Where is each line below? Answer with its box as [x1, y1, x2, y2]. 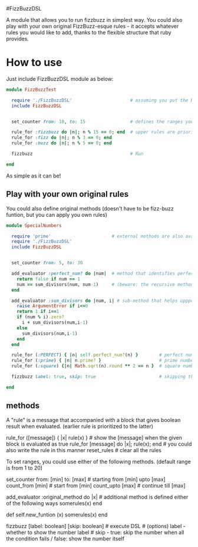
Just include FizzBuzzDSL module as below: [6, 75, 114, 82]
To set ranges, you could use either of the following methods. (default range [6, 458, 192, 465]
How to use [6, 56, 62, 70]
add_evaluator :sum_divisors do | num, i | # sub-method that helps [11, 298, 178, 304]
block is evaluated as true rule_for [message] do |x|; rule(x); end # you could [6, 440, 192, 447]
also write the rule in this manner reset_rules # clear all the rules [6, 446, 162, 453]
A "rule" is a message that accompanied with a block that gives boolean [6, 416, 181, 423]
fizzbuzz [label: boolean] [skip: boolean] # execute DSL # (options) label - [6, 522, 186, 529]
